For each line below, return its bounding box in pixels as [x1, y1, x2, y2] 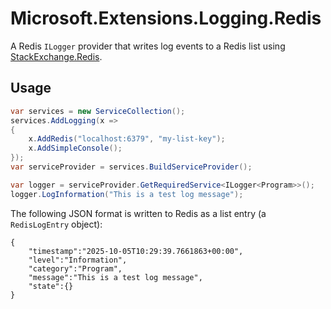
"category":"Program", [28, 263, 123, 274]
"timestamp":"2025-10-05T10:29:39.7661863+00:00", [28, 246, 244, 256]
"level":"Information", [28, 255, 128, 265]
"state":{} [28, 281, 74, 291]
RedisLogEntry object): [10, 218, 103, 230]
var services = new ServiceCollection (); [10, 106, 186, 116]
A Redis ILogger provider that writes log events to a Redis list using [10, 40, 286, 52]
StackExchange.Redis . [10, 50, 103, 62]
